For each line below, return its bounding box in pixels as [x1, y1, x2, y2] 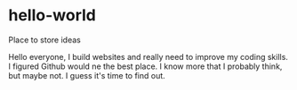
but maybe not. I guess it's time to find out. [8, 70, 165, 80]
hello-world [8, 5, 97, 26]
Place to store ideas [8, 34, 81, 45]
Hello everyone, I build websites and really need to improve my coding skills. [8, 51, 288, 62]
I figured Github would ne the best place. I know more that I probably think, [8, 61, 283, 71]
